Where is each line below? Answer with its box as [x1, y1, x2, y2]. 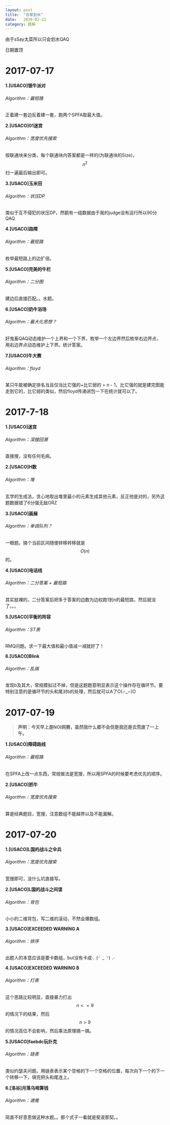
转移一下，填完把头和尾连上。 [9, 1074, 72, 1080]
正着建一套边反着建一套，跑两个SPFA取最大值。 [5, 112, 105, 118]
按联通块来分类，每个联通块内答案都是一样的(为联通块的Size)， [5, 152, 138, 158]
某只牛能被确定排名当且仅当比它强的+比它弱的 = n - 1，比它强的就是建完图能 [5, 382, 164, 388]
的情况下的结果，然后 [5, 1011, 50, 1017]
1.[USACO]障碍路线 [5, 741, 46, 747]
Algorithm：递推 [5, 1098, 39, 1104]
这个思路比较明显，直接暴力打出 [5, 994, 72, 1000]
